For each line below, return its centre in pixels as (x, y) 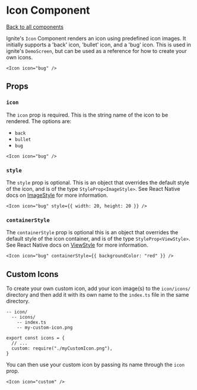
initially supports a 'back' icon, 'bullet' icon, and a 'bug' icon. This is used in (99, 45)
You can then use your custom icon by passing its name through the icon (96, 365)
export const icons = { (36, 338)
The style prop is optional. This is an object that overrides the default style (98, 183)
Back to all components (35, 27)
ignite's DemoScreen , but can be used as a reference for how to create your (96, 51)
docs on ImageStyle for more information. (57, 195)
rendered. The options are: (39, 121)
